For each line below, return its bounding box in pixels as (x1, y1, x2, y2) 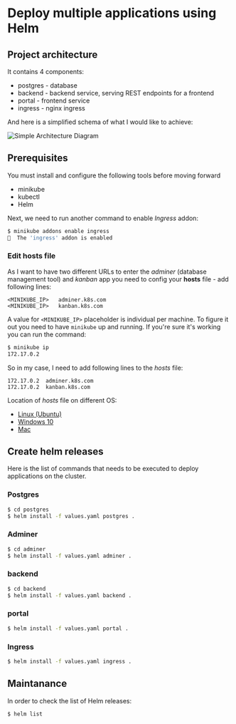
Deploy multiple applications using (7, 5, 217, 21)
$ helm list (7, 710, 43, 718)
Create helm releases (7, 445, 104, 457)
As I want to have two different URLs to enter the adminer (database (7, 267, 208, 276)
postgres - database (17, 81, 78, 90)
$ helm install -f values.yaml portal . (7, 625, 129, 632)
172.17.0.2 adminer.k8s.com (7, 377, 94, 384)
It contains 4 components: (7, 68, 84, 76)
